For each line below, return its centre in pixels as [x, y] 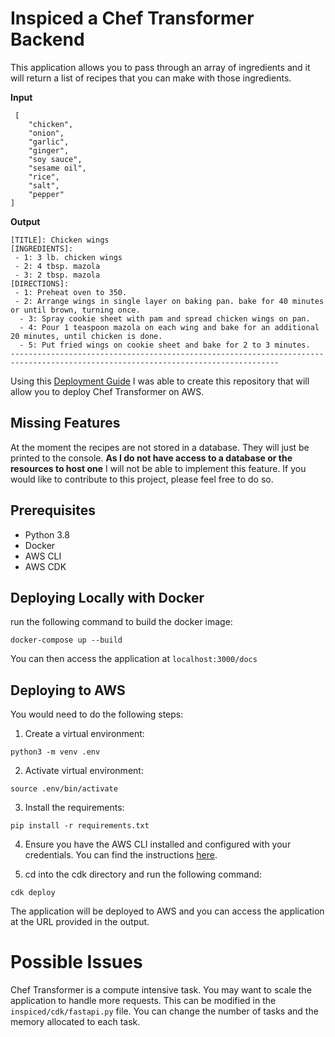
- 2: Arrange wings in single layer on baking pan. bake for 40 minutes [169, 301]
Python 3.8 [47, 534]
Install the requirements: [74, 808]
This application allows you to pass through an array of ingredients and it [160, 67]
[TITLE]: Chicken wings [60, 240]
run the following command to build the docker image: [121, 622]
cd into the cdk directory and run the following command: [143, 874]
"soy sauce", [55, 159]
